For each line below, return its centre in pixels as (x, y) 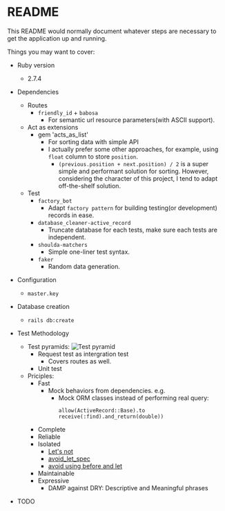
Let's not (61, 451)
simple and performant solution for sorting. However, (134, 171)
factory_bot (55, 201)
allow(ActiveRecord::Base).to (102, 410)
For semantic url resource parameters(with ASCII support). (131, 120)
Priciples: (41, 376)
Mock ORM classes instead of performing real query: (134, 398)
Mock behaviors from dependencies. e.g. (107, 390)
